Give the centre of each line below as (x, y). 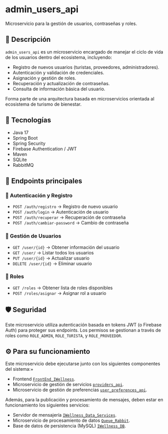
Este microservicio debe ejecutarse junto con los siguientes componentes (83, 364)
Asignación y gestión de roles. (44, 78)
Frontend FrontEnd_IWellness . (44, 379)
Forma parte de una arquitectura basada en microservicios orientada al (80, 98)
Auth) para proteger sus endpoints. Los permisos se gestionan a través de (83, 330)
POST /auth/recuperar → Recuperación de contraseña (69, 217)
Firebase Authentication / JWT (45, 148)
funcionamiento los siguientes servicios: (48, 405)
